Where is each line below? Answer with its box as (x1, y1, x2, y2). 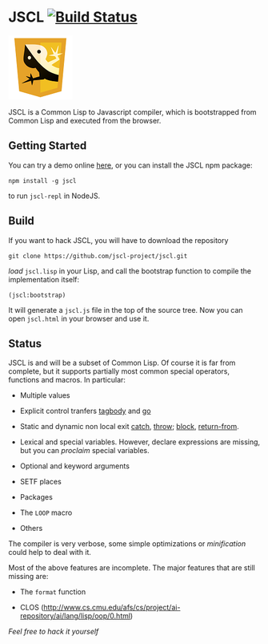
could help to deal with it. (8, 548, 92, 557)
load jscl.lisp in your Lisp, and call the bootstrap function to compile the (8, 265, 252, 276)
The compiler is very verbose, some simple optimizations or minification (8, 539, 246, 549)
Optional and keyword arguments (19, 461, 130, 471)
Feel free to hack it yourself (8, 626, 99, 637)
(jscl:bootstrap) (8, 291, 66, 299)
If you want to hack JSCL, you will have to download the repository (8, 235, 229, 245)
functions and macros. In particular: (8, 375, 126, 385)
